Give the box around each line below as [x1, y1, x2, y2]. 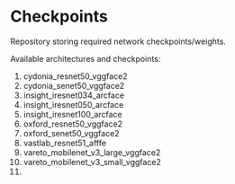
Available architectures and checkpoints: [10, 53, 161, 64]
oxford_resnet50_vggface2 [23, 118, 123, 129]
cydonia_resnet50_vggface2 [23, 70, 129, 82]
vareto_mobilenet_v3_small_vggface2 [23, 156, 161, 167]
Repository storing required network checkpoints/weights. [10, 36, 226, 47]
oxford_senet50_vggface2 [23, 127, 120, 138]
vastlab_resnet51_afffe [23, 137, 107, 148]
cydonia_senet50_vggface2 [23, 80, 125, 91]
